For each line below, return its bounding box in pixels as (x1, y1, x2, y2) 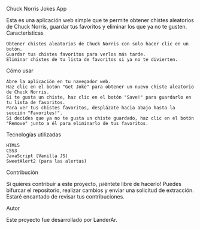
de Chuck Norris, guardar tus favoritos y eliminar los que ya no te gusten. (6, 23, 187, 30)
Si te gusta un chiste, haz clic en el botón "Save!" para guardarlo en (6, 94, 192, 100)
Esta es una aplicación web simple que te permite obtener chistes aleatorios (6, 17, 195, 23)
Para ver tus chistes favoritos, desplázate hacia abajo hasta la (6, 105, 175, 111)
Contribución (6, 169, 39, 176)
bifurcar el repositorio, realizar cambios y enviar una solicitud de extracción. (6, 187, 195, 194)
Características (6, 29, 44, 36)
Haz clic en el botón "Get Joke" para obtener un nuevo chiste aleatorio (6, 84, 195, 90)
